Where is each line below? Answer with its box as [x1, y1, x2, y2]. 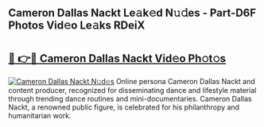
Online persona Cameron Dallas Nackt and [115, 77, 256, 86]
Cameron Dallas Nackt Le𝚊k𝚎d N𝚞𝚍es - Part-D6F [8, 6, 257, 20]
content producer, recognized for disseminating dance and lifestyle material [8, 86, 257, 94]
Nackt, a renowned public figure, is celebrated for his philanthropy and [8, 102, 240, 112]
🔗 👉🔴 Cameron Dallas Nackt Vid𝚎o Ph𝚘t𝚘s [8, 52, 227, 65]
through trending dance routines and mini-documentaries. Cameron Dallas [8, 94, 252, 103]
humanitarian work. [8, 111, 72, 120]
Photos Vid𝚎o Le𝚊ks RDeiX [8, 19, 146, 33]
